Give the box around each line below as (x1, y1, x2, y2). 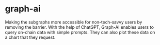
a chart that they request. (5, 34, 56, 40)
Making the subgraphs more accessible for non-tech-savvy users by (5, 19, 142, 25)
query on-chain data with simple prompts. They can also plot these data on (5, 29, 155, 35)
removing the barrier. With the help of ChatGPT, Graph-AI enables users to (5, 24, 154, 30)
